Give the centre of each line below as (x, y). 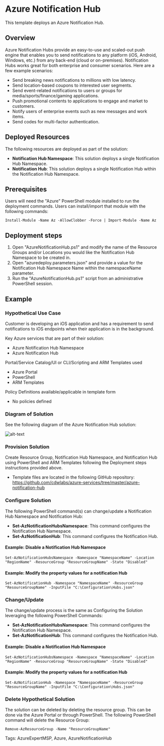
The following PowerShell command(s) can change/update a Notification (78, 511)
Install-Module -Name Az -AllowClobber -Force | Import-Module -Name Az (81, 221)
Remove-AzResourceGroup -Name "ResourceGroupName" (58, 729)
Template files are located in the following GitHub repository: (73, 477)
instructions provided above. (34, 468)
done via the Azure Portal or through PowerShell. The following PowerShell (81, 715)
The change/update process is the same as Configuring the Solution (74, 610)
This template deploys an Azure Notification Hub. (55, 23)
